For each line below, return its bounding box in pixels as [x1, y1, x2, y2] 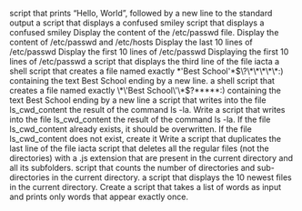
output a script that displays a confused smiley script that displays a [9, 17, 265, 28]
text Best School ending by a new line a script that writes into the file [9, 95, 267, 105]
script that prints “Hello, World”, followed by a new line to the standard [9, 8, 273, 18]
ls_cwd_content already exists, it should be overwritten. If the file [9, 124, 252, 135]
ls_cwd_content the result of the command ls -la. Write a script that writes [9, 105, 286, 115]
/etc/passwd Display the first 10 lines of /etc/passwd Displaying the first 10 [9, 46, 289, 57]
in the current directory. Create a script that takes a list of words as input [9, 182, 282, 192]
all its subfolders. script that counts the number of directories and [9, 163, 256, 173]
